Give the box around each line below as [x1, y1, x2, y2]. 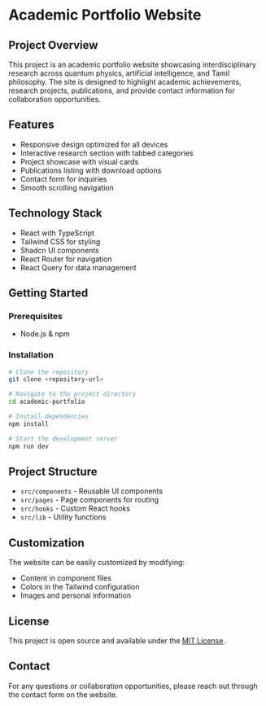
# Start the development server [8, 434, 118, 443]
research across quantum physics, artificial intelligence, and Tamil [8, 68, 230, 78]
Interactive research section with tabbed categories [20, 148, 194, 158]
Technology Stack [8, 206, 102, 221]
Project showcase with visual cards [20, 156, 139, 166]
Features [8, 118, 55, 132]
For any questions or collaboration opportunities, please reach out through [8, 681, 258, 691]
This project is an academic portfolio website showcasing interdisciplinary [8, 59, 256, 69]
